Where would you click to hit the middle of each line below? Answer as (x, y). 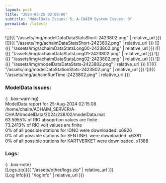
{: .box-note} (18, 164)
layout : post (19, 10)
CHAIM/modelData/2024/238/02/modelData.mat (55, 114)
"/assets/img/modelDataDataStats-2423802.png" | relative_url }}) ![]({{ (84, 64)
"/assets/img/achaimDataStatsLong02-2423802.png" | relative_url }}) (83, 59)
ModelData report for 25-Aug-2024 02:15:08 (51, 104)
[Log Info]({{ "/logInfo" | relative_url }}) (45, 175)
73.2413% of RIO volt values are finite (43, 125)
